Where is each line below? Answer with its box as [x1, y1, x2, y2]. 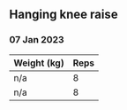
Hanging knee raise [9, 7, 118, 22]
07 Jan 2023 [9, 34, 64, 46]
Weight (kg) [13, 57, 64, 69]
